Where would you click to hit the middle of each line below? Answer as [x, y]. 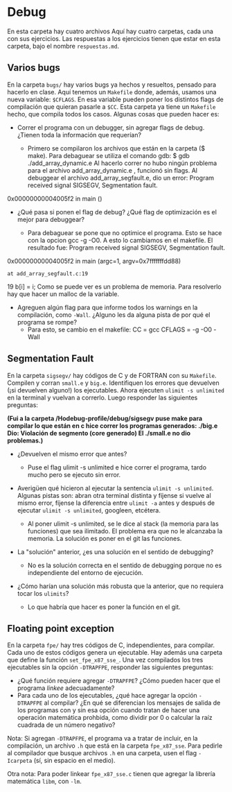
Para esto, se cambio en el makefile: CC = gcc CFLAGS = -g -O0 [120, 329]
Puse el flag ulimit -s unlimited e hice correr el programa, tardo [117, 467]
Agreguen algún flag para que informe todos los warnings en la [107, 307]
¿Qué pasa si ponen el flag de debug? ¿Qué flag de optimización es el [117, 212]
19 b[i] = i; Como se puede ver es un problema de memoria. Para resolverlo [114, 286]
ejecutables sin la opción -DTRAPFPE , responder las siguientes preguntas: [110, 667]
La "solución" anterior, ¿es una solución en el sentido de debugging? [115, 551]
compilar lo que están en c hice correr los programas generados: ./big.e [113, 425]
